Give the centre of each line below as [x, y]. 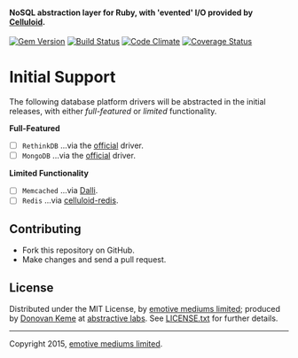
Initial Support [63, 78]
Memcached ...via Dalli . [60, 191]
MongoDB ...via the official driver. [78, 156]
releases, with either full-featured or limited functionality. [113, 112]
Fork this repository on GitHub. [78, 250]
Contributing [45, 229]
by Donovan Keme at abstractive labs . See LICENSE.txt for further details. [144, 318]
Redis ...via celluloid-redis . [70, 200]
